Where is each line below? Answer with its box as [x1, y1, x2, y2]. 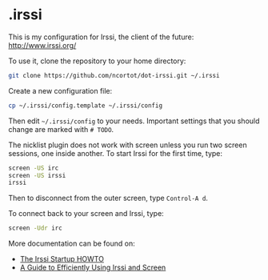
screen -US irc [8, 164, 59, 172]
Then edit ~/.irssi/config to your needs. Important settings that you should [8, 116, 260, 126]
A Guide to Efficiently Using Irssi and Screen [19, 262, 166, 273]
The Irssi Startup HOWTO [19, 254, 104, 264]
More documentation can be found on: [8, 238, 136, 249]
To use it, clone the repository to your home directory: [8, 56, 186, 66]
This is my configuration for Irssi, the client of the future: [8, 32, 194, 42]
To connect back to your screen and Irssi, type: [8, 209, 164, 218]
